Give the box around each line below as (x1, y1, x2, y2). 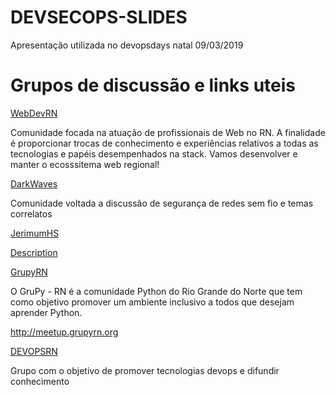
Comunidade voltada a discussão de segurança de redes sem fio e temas (10, 197, 314, 209)
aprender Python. (10, 306, 83, 318)
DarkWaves (10, 177, 58, 190)
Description (10, 246, 58, 258)
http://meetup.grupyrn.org (10, 326, 119, 338)
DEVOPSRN (10, 345, 58, 357)
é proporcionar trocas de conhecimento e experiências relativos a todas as (10, 137, 319, 149)
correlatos (10, 207, 53, 220)
